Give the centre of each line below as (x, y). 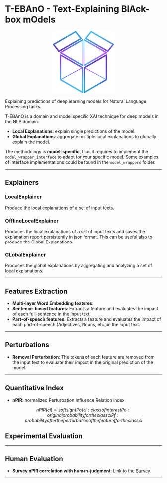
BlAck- (135, 9)
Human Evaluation (34, 458)
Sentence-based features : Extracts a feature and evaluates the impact (85, 309)
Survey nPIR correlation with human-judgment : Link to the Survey (81, 471)
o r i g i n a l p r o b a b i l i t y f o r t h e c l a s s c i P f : (83, 415)
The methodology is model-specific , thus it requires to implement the (77, 151)
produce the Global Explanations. (39, 242)
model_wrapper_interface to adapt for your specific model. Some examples (82, 157)
